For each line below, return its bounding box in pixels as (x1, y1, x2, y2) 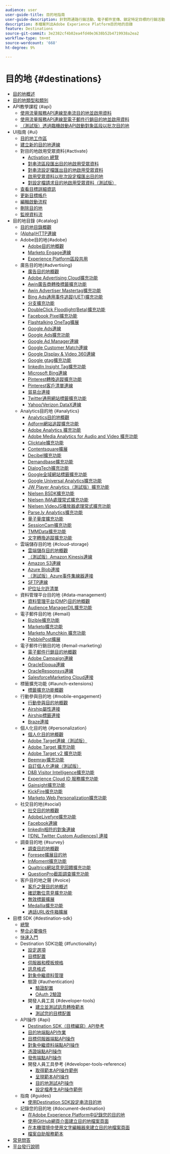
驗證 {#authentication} (27, 978, 75, 985)
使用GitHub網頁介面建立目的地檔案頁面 (27, 1118, 109, 1124)
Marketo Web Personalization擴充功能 (27, 794, 107, 800)
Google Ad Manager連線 (27, 338, 79, 344)
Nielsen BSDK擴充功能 (27, 490, 75, 496)
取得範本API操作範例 (35, 1067, 78, 1073)
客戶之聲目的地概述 (27, 883, 68, 889)
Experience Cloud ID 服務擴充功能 (27, 776, 99, 782)
